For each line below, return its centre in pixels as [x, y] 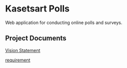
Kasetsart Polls [37, 9]
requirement [18, 60]
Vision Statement [23, 50]
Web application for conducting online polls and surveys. [64, 22]
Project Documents [36, 38]
